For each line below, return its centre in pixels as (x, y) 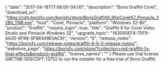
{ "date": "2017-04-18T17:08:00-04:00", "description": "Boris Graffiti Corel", (81, 7)
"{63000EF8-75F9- (130, 33)
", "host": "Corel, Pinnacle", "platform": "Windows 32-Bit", (90, 22)
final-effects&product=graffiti (35, 54)
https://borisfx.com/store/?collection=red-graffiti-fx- (97, 49)
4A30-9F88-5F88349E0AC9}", (36, 38)
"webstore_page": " (25, 49)
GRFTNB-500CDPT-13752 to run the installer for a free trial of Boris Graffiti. (81, 59)
